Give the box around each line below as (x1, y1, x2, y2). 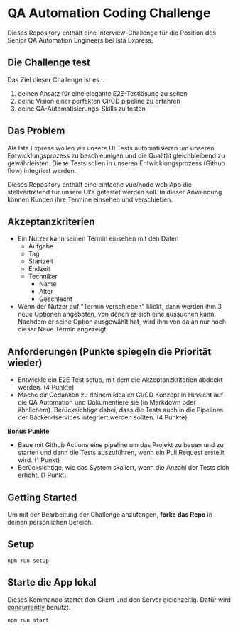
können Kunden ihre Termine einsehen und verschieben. (7, 195, 173, 204)
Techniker (28, 272, 58, 281)
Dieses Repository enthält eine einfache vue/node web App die (7, 180, 193, 189)
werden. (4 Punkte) (17, 383, 75, 392)
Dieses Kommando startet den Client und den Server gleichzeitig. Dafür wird (7, 595, 231, 604)
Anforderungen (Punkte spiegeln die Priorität (7, 346, 212, 358)
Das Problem (7, 125, 65, 137)
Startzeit (28, 257, 53, 265)
